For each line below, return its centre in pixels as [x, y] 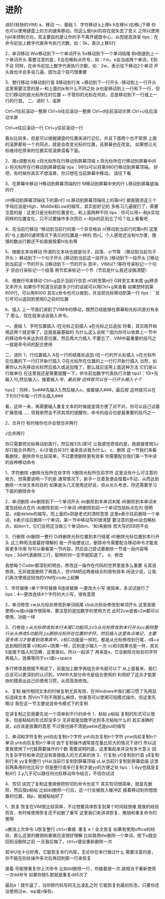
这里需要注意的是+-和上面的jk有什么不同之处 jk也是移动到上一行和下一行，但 [82, 88]
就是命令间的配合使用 [31, 344]
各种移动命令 [22, 462]
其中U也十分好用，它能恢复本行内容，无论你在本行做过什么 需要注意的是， [81, 852]
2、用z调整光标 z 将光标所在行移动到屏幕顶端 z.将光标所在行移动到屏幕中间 [81, 161]
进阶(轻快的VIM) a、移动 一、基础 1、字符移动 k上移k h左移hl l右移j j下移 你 [81, 25]
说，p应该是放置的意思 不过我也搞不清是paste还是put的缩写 [66, 726]
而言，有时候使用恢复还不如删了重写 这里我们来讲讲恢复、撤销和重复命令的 [81, 813]
